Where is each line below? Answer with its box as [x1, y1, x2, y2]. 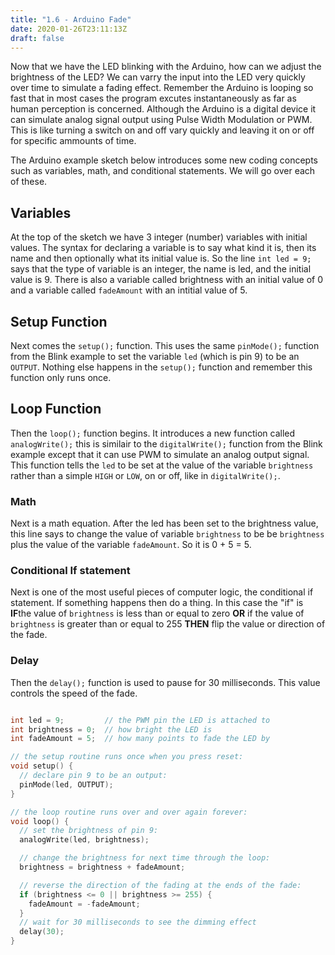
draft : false [10, 33, 65, 43]
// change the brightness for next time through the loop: [19, 853, 271, 863]
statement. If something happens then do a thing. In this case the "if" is [10, 597, 304, 609]
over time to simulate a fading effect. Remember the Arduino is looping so [10, 82, 314, 94]
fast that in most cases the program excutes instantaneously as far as [10, 92, 297, 105]
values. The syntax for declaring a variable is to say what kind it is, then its [10, 242, 317, 254]
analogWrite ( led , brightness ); [19, 835, 150, 845]
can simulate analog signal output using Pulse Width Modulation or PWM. [10, 114, 313, 126]
